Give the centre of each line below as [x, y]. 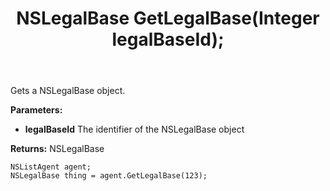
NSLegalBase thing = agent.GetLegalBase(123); [109, 176]
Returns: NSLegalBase [57, 149]
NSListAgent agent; [51, 167]
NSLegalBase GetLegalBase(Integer [168, 18]
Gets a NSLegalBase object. [68, 91]
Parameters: [36, 110]
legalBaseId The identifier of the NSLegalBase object [134, 129]
